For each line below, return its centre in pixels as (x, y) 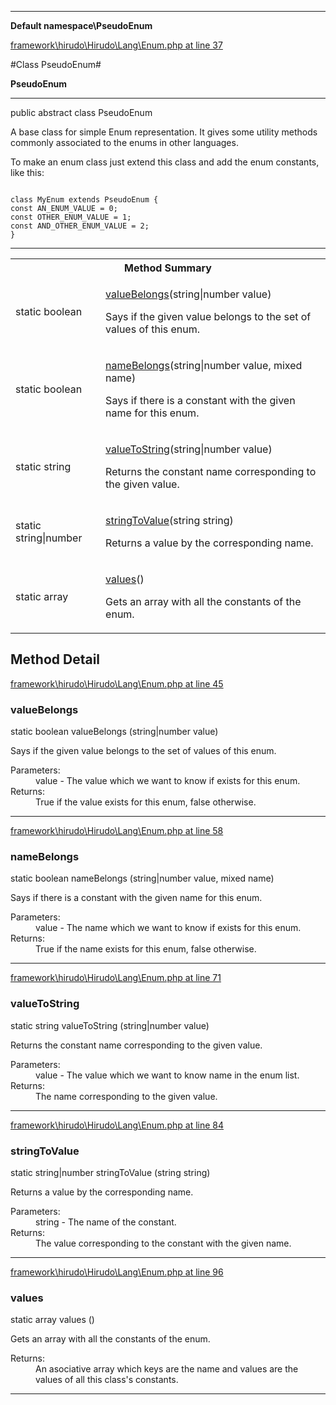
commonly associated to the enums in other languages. (124, 142)
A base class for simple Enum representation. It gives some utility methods (164, 132)
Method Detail (55, 659)
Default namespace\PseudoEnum (81, 25)
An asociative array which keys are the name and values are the (167, 1369)
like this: (27, 172)
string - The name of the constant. (106, 1222)
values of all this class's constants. (107, 1380)
